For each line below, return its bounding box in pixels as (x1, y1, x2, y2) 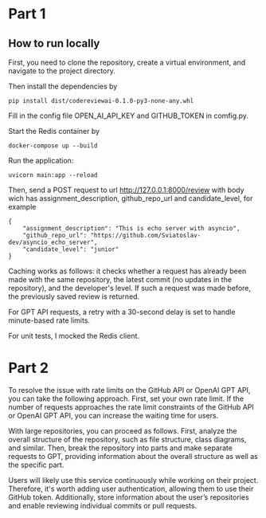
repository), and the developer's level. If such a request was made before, (8, 284, 252, 292)
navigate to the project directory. (8, 66, 115, 76)
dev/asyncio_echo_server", (8, 238, 98, 246)
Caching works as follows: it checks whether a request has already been (8, 266, 247, 276)
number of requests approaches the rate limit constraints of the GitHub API (8, 402, 255, 411)
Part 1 (8, 5, 46, 23)
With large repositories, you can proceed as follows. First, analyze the (8, 426, 237, 435)
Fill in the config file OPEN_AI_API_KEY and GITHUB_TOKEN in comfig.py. (8, 111, 249, 120)
